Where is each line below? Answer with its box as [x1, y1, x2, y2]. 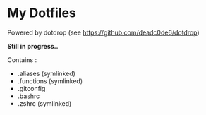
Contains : [7, 55, 37, 64]
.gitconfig [17, 84, 46, 92]
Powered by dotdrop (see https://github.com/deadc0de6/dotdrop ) [7, 28, 200, 37]
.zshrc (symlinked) [17, 99, 72, 107]
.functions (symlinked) [17, 76, 83, 85]
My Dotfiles [7, 5, 76, 21]
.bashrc [17, 92, 40, 100]
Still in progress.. [7, 42, 59, 50]
